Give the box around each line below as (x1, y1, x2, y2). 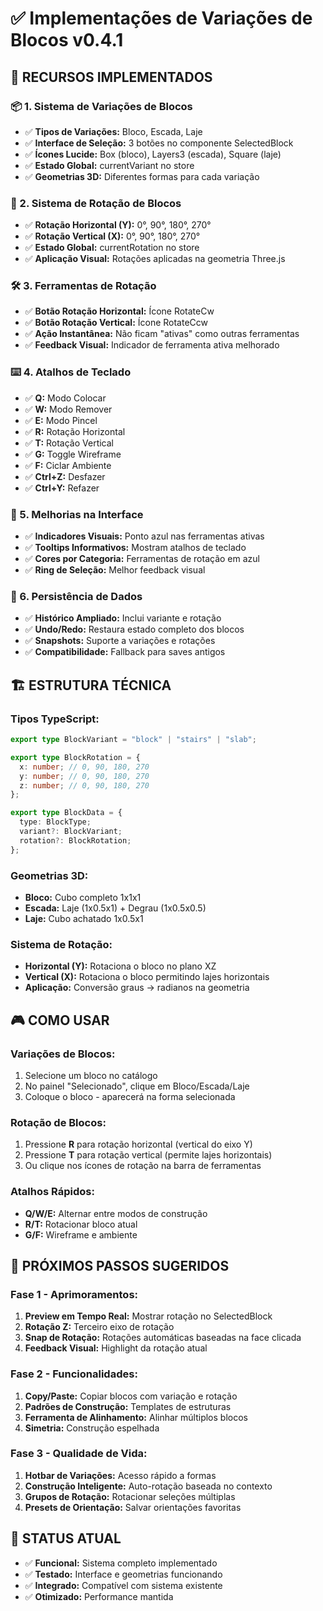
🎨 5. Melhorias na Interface (10, 507, 144, 521)
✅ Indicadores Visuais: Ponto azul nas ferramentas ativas (24, 530, 265, 542)
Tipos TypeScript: (10, 712, 100, 726)
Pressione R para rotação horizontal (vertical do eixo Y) (24, 1138, 253, 1151)
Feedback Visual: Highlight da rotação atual (24, 1342, 208, 1354)
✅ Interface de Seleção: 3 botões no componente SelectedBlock (24, 137, 294, 149)
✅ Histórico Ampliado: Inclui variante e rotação (24, 612, 222, 624)
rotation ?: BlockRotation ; (19, 835, 132, 846)
